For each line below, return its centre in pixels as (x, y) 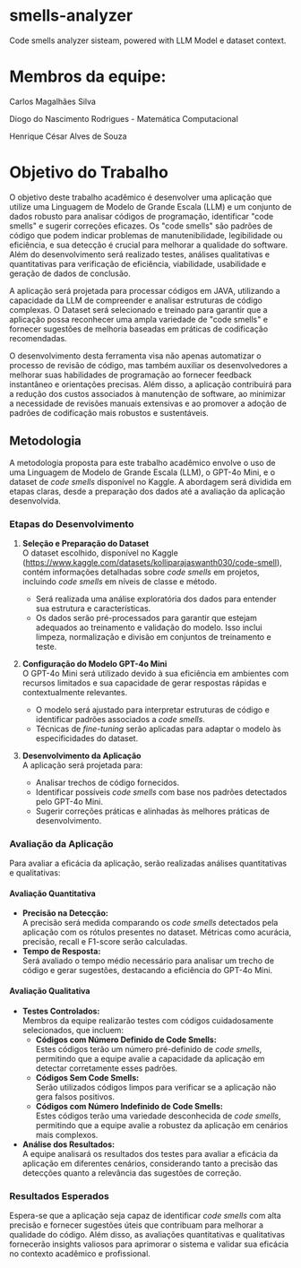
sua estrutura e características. (93, 608)
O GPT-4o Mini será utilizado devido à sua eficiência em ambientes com (155, 673)
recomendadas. (38, 338)
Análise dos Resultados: (68, 1144)
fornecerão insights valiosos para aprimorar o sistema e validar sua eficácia (149, 1244)
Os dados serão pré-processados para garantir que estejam (146, 617)
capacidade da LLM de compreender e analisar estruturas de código (136, 300)
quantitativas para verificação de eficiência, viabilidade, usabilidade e (138, 263)
